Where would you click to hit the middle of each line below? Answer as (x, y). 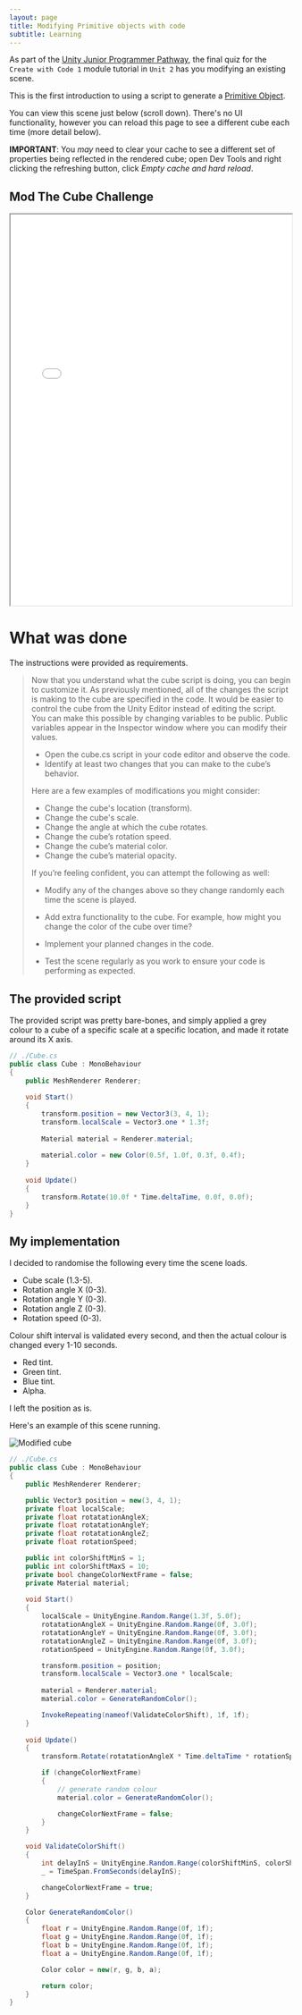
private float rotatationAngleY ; (88, 1525)
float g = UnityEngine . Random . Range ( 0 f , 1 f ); (128, 1937)
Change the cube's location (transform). (118, 808)
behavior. (62, 773)
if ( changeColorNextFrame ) (92, 1773)
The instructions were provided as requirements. (99, 663)
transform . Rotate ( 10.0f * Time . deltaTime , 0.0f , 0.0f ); (147, 1197)
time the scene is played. (90, 900)
